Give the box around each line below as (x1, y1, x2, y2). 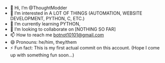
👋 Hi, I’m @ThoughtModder (10, 5, 68, 11)
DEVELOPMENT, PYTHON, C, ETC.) (10, 16, 85, 21)
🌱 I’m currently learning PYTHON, (10, 21, 81, 27)
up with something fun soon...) (10, 52, 75, 58)
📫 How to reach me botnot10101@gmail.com (10, 32, 104, 38)
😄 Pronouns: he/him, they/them (10, 39, 77, 45)
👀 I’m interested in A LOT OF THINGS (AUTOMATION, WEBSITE (10, 10, 143, 16)
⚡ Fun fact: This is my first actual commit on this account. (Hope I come (10, 45, 160, 50)
